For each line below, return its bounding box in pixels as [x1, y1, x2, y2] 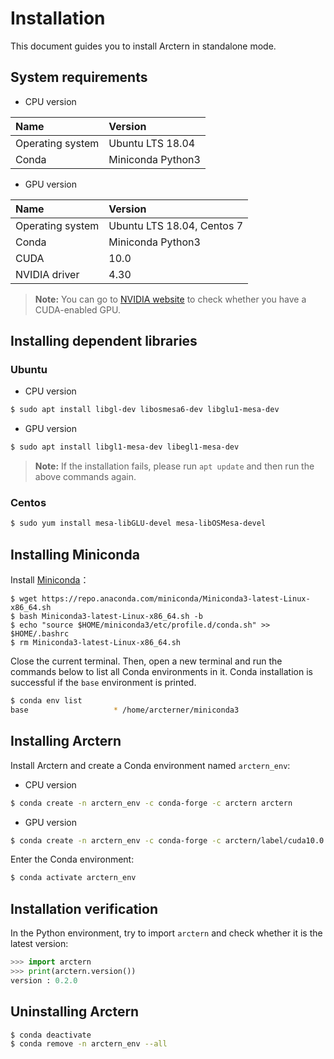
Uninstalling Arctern [10, 1003, 140, 1021]
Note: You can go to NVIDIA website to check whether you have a [34, 293, 307, 305]
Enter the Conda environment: [10, 853, 135, 866]
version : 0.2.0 [10, 975, 78, 986]
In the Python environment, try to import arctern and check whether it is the [10, 927, 323, 939]
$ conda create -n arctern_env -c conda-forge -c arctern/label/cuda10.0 [10, 835, 325, 846]
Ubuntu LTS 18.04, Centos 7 [108, 218, 243, 232]
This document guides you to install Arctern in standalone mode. [10, 40, 277, 52]
